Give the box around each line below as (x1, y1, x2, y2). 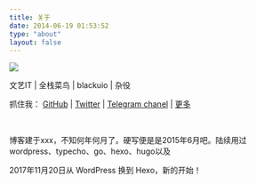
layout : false (9, 37, 62, 47)
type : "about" (9, 29, 62, 38)
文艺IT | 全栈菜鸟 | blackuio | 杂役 (9, 80, 131, 91)
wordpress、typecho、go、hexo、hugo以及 (9, 146, 172, 156)
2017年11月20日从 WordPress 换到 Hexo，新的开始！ (9, 165, 202, 176)
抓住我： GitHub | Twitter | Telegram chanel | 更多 (9, 99, 191, 109)
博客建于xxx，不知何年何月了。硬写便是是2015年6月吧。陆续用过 (9, 135, 247, 146)
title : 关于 (9, 12, 51, 22)
